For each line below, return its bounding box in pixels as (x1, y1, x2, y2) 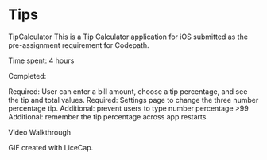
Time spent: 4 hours (8, 56, 75, 65)
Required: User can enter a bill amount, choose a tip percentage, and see (8, 86, 248, 96)
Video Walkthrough (8, 127, 72, 137)
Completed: (8, 71, 47, 80)
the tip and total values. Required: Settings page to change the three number (8, 95, 259, 104)
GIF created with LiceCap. (8, 142, 94, 152)
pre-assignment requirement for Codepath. (8, 40, 149, 49)
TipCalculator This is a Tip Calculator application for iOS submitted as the (8, 32, 249, 41)
